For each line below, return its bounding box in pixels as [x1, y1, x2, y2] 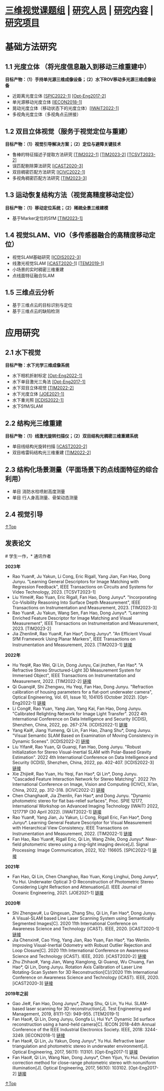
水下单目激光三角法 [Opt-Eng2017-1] [12, 379, 86, 385]
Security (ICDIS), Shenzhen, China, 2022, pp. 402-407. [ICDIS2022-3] [12, 759, 154, 765]
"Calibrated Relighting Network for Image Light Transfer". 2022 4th [12, 710, 148, 717]
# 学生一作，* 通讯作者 [5, 553, 51, 559]
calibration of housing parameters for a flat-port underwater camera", [12, 689, 153, 695]
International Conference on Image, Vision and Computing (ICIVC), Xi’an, [12, 781, 159, 787]
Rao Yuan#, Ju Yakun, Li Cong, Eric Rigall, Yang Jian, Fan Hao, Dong [12, 573, 150, 579]
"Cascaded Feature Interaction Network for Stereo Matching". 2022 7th [12, 776, 156, 782]
